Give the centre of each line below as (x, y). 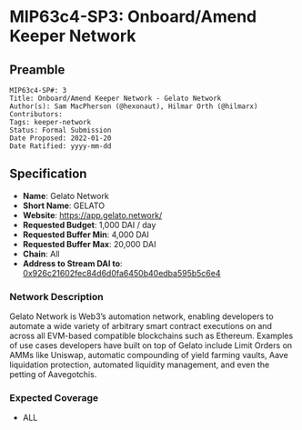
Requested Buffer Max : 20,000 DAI (89, 244)
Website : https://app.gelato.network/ (92, 215)
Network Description (56, 296)
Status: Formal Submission (60, 130)
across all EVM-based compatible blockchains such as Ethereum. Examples (151, 336)
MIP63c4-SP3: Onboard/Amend (133, 17)
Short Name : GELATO (64, 205)
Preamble (37, 70)
